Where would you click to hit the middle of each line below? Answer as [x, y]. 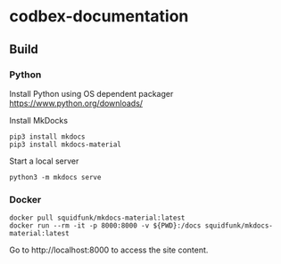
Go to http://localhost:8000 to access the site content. [109, 250]
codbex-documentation [99, 16]
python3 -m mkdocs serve [55, 177]
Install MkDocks [39, 120]
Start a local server [44, 161]
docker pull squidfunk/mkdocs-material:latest [97, 218]
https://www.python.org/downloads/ [76, 103]
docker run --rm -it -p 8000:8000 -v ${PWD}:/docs [105, 226]
